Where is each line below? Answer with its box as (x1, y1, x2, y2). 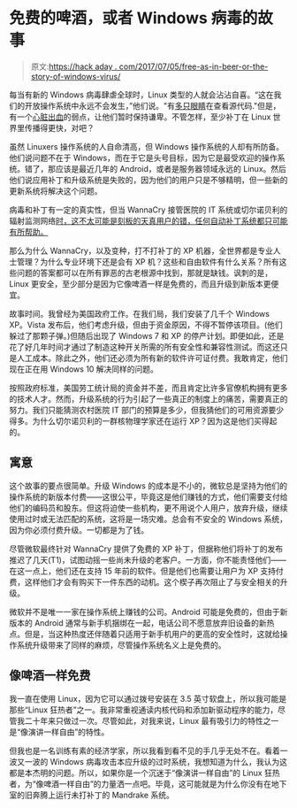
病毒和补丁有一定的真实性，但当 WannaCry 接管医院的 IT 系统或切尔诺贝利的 (9, 204, 288, 215)
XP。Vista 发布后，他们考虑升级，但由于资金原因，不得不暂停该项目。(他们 (9, 319, 283, 330)
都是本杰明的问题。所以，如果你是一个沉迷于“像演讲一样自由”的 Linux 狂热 (9, 767, 280, 778)
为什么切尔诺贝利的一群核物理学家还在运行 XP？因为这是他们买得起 (32, 415, 278, 426)
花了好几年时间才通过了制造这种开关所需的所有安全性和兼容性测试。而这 (9, 342, 272, 352)
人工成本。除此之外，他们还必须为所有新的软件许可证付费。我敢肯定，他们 (16, 352, 288, 363)
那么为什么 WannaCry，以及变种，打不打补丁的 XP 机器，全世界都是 (9, 245, 258, 256)
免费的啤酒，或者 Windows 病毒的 (9, 8, 258, 28)
